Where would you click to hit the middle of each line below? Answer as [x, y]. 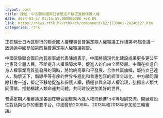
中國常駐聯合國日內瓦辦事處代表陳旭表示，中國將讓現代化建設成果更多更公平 [81, 58]
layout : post [18, 9]
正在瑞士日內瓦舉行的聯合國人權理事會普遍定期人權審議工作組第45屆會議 [78, 42]
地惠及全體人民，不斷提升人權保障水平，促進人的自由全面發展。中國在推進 [79, 64]
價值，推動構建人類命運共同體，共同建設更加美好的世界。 [66, 88]
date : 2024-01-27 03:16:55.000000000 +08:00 [51, 18]
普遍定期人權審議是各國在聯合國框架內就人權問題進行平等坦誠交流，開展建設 [81, 99]
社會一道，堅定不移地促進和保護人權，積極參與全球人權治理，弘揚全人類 [81, 82]
